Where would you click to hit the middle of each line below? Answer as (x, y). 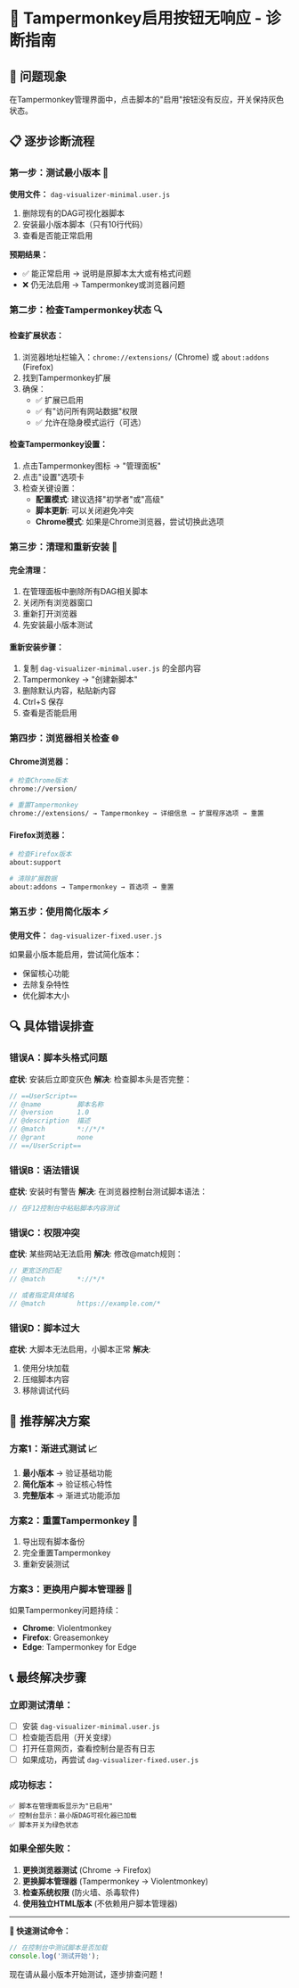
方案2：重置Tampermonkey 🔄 (74, 1520)
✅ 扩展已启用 (60, 400)
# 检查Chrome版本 (39, 781)
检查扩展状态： (36, 335)
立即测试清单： (41, 1705)
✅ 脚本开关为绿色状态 (44, 1825)
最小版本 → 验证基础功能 (67, 1472)
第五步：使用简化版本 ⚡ (59, 911)
